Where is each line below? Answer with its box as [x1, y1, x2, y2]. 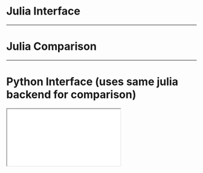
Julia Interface [6, 4, 80, 18]
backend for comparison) [6, 88, 137, 101]
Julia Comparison [6, 39, 97, 53]
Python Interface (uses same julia [6, 75, 178, 89]
